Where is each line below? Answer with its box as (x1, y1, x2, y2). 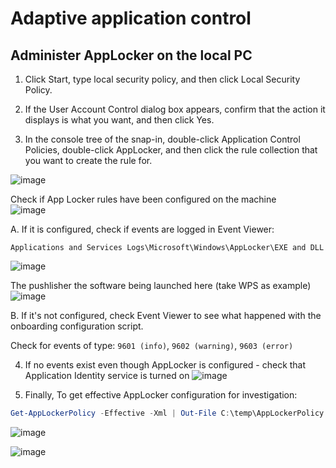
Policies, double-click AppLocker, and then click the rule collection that (24, 144, 318, 156)
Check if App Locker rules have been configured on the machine (10, 193, 277, 205)
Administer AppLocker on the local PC (10, 47, 253, 64)
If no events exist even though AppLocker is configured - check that (24, 359, 307, 371)
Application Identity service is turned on (24, 370, 190, 381)
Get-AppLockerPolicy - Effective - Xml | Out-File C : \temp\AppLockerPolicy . (10, 408, 329, 418)
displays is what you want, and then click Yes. (24, 114, 215, 126)
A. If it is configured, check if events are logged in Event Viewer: (10, 223, 275, 235)
